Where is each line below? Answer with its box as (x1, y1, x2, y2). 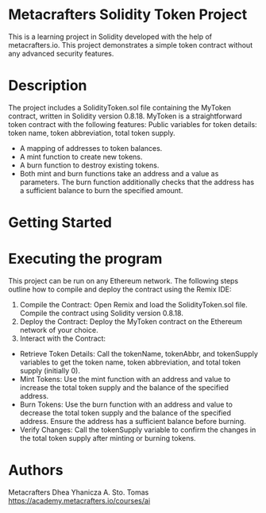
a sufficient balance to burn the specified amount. (19, 185, 183, 195)
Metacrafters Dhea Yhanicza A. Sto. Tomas (8, 487, 149, 497)
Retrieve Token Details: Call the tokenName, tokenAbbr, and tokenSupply (19, 349, 258, 358)
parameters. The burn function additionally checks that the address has (19, 177, 255, 187)
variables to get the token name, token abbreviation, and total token (19, 357, 241, 367)
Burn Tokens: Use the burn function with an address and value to (19, 399, 233, 409)
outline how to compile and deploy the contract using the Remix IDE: (8, 284, 232, 294)
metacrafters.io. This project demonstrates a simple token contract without (8, 40, 253, 49)
